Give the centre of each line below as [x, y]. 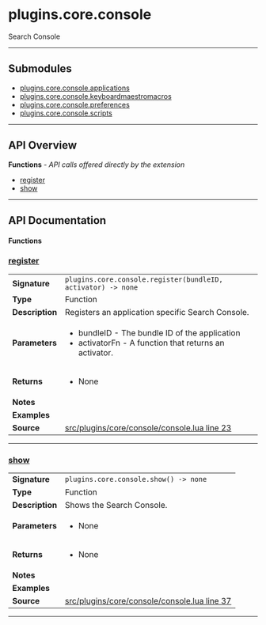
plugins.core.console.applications [75, 88]
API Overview [43, 145]
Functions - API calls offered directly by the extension [97, 165]
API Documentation [57, 220]
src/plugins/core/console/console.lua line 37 [148, 601]
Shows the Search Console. [116, 506]
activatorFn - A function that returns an [151, 343]
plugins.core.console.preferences [75, 104]
